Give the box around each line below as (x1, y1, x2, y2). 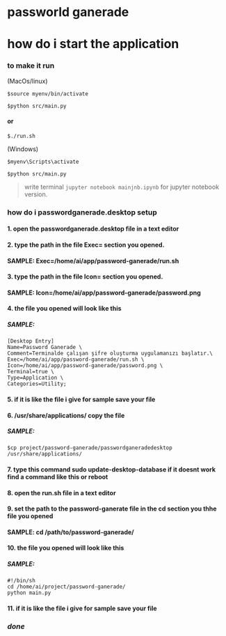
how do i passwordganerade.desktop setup (7, 207, 158, 217)
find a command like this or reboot (7, 473, 108, 481)
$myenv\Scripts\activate (7, 158, 79, 165)
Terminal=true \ (7, 369, 54, 375)
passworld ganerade (7, 4, 129, 20)
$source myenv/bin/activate (7, 90, 89, 98)
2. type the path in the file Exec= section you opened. (7, 240, 165, 249)
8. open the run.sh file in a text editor (7, 488, 116, 497)
